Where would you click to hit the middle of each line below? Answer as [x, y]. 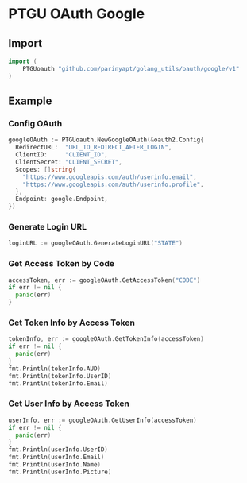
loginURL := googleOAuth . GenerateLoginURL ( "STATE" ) [95, 243]
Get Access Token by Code [62, 264]
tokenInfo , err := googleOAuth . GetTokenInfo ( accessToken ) [106, 339]
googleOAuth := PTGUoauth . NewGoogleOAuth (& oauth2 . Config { [106, 140]
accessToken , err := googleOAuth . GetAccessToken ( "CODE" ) [104, 280]
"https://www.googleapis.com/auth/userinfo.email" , [110, 177]
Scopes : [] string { [46, 169]
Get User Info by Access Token [69, 404]
